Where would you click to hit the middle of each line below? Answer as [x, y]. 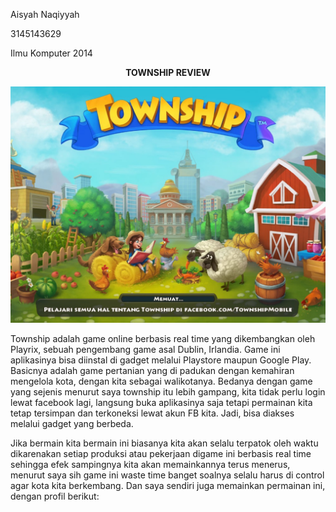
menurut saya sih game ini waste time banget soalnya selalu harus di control [167, 475]
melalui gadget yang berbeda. [72, 423]
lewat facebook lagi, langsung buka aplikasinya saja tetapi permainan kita [161, 402]
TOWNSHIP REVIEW [168, 72]
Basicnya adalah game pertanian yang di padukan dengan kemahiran [152, 370]
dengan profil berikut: [55, 496]
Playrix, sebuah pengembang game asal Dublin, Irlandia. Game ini [145, 349]
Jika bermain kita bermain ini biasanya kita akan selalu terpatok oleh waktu [164, 443]
